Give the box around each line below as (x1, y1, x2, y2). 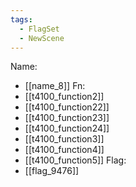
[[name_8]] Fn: (24, 80, 86, 92)
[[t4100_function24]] (24, 122, 110, 135)
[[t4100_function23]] (24, 112, 110, 124)
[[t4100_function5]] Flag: (24, 154, 127, 166)
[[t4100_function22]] (24, 101, 110, 113)
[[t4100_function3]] (24, 133, 105, 145)
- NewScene (19, 33, 65, 43)
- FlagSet (19, 24, 60, 34)
